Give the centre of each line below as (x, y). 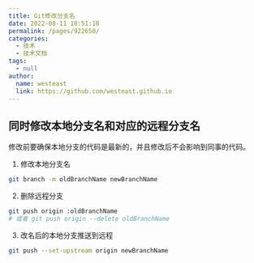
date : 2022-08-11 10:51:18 (54, 23)
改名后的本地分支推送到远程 (67, 235)
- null (27, 69)
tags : (17, 62)
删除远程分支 (41, 196)
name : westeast (41, 83)
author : (22, 76)
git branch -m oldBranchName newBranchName (83, 180)
